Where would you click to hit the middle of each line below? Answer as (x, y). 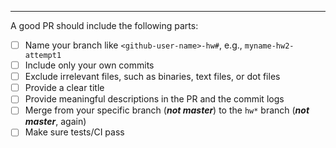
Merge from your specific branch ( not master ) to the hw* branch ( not (167, 110)
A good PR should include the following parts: (104, 25)
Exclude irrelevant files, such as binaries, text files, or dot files (152, 77)
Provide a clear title (64, 88)
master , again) (55, 122)
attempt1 (43, 56)
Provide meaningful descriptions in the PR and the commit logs (154, 99)
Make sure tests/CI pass (74, 132)
